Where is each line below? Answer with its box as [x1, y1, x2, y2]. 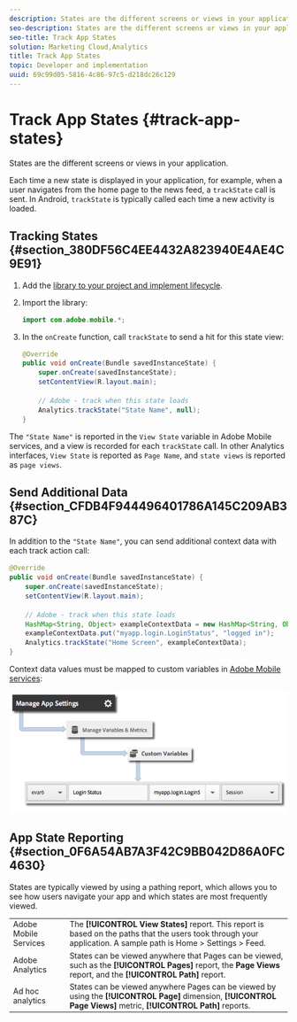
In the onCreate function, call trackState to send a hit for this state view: [21, 331, 285, 342]
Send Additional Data [9, 484, 128, 499]
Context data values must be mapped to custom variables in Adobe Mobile [9, 664, 281, 675]
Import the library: [21, 297, 88, 307]
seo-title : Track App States [9, 33, 117, 42]
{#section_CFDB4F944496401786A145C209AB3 [9, 499, 287, 514]
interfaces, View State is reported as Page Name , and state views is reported [9, 450, 286, 461]
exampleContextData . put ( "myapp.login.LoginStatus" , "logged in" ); [25, 629, 275, 638]
